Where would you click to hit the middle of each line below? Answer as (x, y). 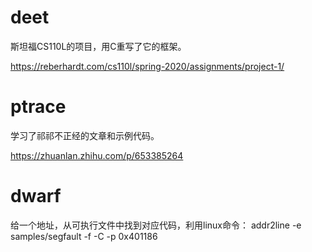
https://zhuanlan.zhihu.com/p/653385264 (97, 155)
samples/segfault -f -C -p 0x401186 (84, 236)
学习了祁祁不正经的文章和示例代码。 (85, 135)
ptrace (38, 107)
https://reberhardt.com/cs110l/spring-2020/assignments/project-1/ (147, 66)
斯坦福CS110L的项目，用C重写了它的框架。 (98, 46)
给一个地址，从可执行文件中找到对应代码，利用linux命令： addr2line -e (156, 225)
